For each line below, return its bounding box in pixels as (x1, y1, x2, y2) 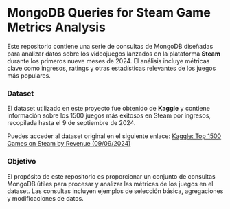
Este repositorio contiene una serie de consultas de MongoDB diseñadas (7, 42, 214, 50)
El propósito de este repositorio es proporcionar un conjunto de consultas (7, 172, 216, 180)
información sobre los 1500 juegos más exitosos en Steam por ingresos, (7, 111, 211, 120)
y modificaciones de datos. (7, 194, 84, 202)
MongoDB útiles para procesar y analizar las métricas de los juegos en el (7, 179, 214, 188)
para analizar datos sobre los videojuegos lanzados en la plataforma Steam (7, 49, 221, 58)
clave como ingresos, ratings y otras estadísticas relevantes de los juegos (7, 64, 216, 72)
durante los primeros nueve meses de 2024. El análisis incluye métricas (7, 56, 210, 65)
